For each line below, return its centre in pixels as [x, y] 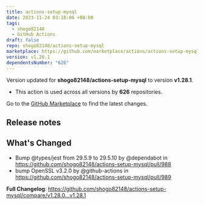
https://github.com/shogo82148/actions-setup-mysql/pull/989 [93, 177]
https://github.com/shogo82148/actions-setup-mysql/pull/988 [93, 164]
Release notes [34, 122]
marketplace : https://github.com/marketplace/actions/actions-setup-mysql [103, 52]
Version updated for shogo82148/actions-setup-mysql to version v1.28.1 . [100, 80]
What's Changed [39, 143]
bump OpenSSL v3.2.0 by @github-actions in [72, 170]
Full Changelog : [26, 189]
